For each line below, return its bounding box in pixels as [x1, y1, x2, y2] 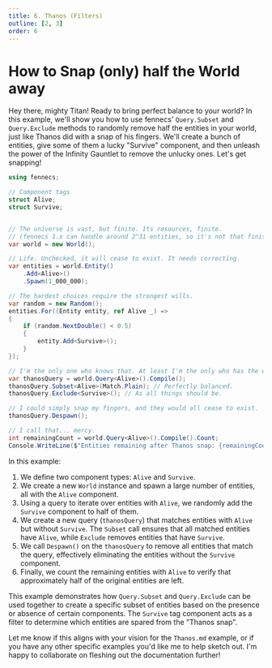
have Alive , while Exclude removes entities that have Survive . [19, 532, 225, 542]
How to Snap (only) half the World [8, 62, 240, 80]
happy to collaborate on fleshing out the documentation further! [8, 650, 221, 660]
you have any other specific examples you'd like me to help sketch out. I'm [8, 641, 257, 651]
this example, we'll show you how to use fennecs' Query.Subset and [8, 114, 234, 124]
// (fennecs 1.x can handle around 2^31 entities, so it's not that [8, 232, 244, 240]
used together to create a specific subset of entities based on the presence [8, 600, 261, 610]
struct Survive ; [8, 203, 63, 211]
